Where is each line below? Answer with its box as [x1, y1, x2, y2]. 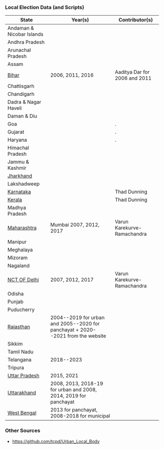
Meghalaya [7, 246, 33, 253]
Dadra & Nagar [7, 99, 41, 106]
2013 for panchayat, [50, 406, 98, 413]
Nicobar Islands [7, 31, 44, 38]
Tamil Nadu [7, 348, 34, 355]
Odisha [7, 290, 24, 297]
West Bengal [7, 409, 37, 416]
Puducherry [7, 306, 35, 313]
